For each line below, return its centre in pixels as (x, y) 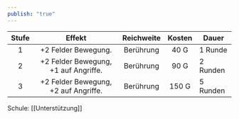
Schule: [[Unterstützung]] (45, 108)
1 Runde (213, 50)
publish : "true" (31, 14)
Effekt (76, 38)
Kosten (180, 38)
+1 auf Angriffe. (76, 70)
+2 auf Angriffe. (76, 91)
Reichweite (142, 38)
